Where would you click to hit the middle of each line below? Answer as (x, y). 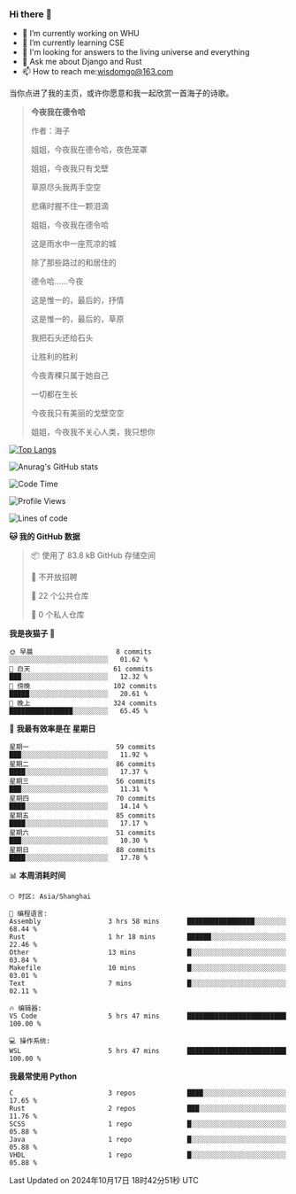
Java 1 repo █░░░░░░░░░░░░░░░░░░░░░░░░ (148, 1140)
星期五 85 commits (83, 816)
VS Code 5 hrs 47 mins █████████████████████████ (148, 1016)
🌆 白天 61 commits (81, 669)
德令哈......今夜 (57, 282)
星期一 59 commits (83, 748)
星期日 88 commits (83, 850)
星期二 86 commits (83, 764)
